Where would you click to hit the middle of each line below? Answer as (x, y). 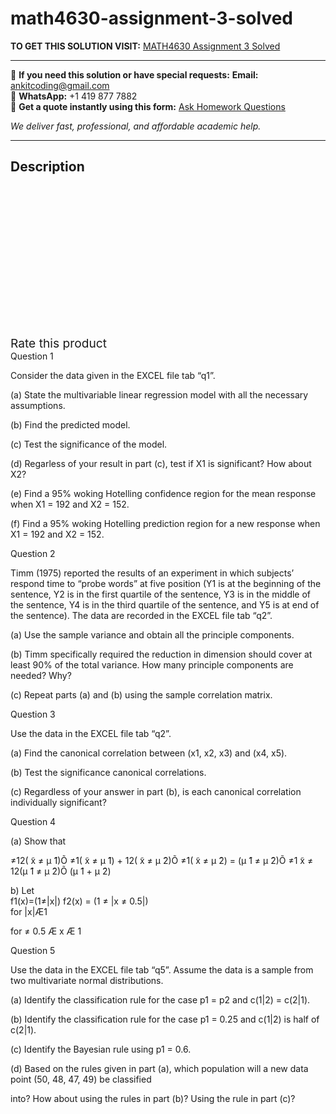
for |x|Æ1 (29, 911)
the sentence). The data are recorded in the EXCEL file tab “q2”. (141, 615)
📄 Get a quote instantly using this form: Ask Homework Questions (148, 106)
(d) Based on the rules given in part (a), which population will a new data (159, 1068)
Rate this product (58, 343)
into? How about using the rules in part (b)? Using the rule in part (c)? (153, 1098)
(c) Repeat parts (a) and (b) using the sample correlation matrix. (141, 694)
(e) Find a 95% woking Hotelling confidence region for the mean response (163, 493)
